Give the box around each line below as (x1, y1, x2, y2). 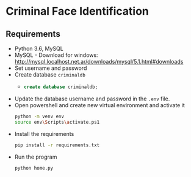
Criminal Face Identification (5, 4, 149, 18)
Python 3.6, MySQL (14, 45, 63, 52)
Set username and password (14, 64, 87, 72)
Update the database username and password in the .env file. (14, 95, 170, 102)
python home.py (14, 165, 54, 171)
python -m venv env (14, 113, 65, 119)
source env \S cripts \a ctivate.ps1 (14, 119, 100, 125)
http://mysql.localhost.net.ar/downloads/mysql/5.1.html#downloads (14, 58, 184, 65)
